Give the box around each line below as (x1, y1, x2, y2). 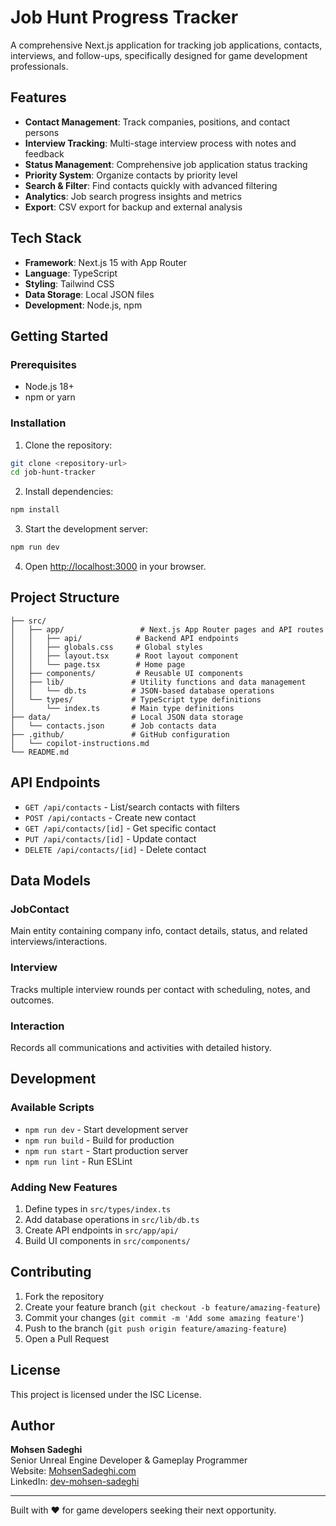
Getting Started (10, 327, 109, 345)
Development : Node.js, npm (24, 299, 143, 311)
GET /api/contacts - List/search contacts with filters (24, 801, 240, 813)
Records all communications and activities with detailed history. (10, 1041, 272, 1053)
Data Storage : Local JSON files (24, 288, 155, 300)
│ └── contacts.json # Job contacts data (10, 721, 217, 731)
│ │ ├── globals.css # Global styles (10, 642, 203, 652)
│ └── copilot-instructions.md (10, 738, 150, 748)
